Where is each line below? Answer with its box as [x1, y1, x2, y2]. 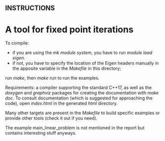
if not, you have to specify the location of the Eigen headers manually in [12, 60, 159, 66]
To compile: [5, 40, 29, 46]
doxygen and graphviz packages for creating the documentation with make [5, 90, 159, 96]
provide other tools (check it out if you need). [5, 115, 98, 121]
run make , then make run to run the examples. [5, 75, 100, 81]
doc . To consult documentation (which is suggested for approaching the [5, 95, 153, 101]
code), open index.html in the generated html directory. [5, 100, 118, 106]
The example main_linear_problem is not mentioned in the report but [5, 125, 145, 131]
